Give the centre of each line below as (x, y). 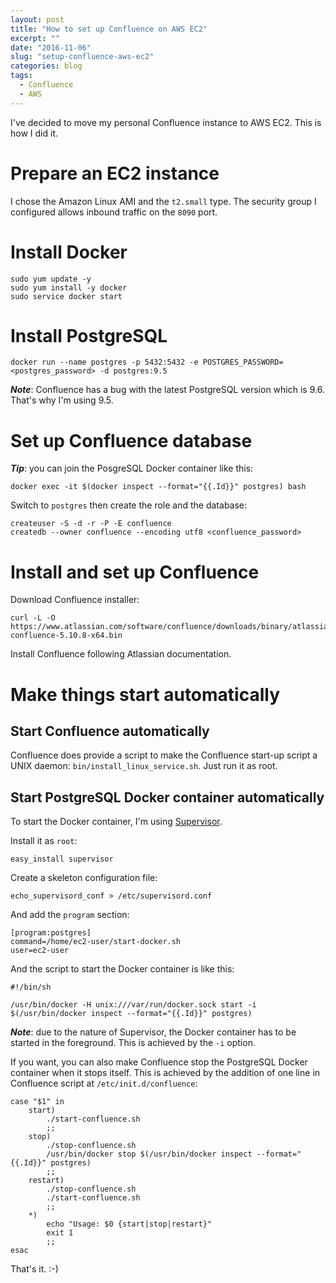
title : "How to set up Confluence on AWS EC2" (109, 29)
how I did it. (34, 133)
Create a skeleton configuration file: (84, 878)
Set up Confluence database (131, 440)
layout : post (37, 19)
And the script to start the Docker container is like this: (122, 969)
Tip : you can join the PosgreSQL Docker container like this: (132, 468)
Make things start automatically (145, 694)
